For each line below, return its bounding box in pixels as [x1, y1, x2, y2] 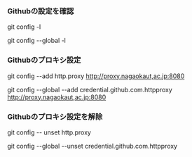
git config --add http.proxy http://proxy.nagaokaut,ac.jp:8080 [7, 72, 185, 80]
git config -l [7, 23, 41, 31]
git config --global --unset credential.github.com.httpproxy [7, 142, 177, 150]
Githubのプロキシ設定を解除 [7, 111, 103, 121]
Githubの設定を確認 [7, 6, 74, 15]
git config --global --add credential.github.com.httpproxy [7, 85, 173, 94]
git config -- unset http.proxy [7, 128, 91, 137]
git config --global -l [7, 37, 67, 45]
